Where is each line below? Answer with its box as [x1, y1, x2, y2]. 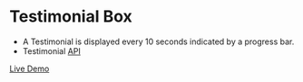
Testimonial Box [9, 6, 133, 27]
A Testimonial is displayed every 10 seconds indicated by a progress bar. [22, 36, 295, 47]
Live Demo [9, 63, 50, 74]
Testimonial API [22, 45, 82, 56]
